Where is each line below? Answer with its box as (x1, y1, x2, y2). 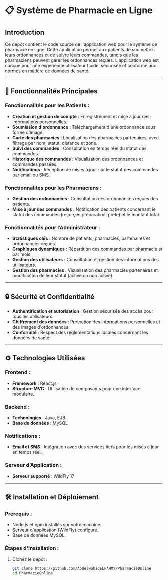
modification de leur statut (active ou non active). (12, 273, 114, 279)
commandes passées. (12, 161, 58, 167)
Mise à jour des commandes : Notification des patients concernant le (12, 206, 156, 212)
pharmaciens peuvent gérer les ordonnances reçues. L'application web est (5, 57, 159, 63)
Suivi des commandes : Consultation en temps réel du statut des (12, 145, 147, 151)
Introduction (5, 28, 45, 36)
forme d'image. (12, 129, 44, 135)
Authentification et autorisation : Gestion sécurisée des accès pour (12, 308, 153, 314)
